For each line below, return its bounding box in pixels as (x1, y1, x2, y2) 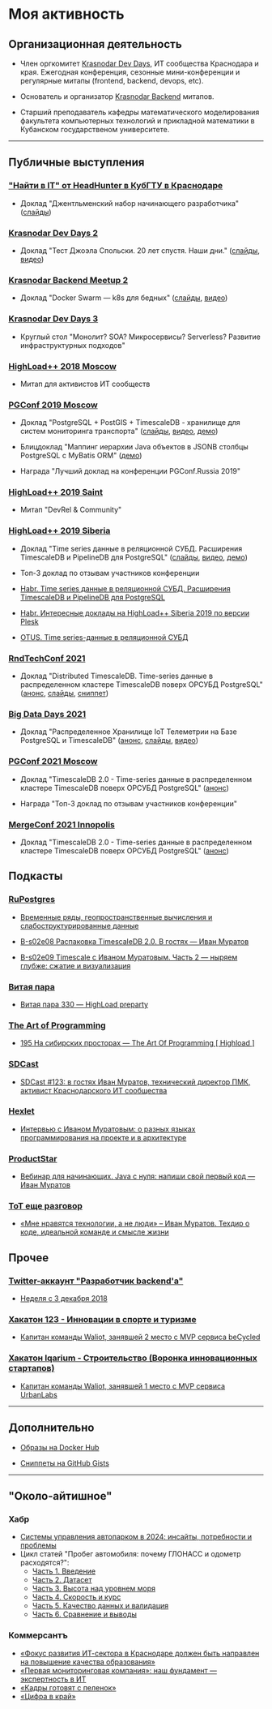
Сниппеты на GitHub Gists (19, 1458, 109, 1468)
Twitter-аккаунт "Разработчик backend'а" (8, 1275, 184, 1286)
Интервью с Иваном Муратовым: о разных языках (19, 1124, 196, 1134)
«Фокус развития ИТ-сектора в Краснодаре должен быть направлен (19, 1648, 260, 1658)
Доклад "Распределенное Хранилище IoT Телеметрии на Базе (19, 727, 237, 736)
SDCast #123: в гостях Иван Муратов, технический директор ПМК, (19, 1076, 251, 1087)
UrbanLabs (19, 1389, 58, 1399)
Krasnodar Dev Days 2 (8, 227, 99, 238)
